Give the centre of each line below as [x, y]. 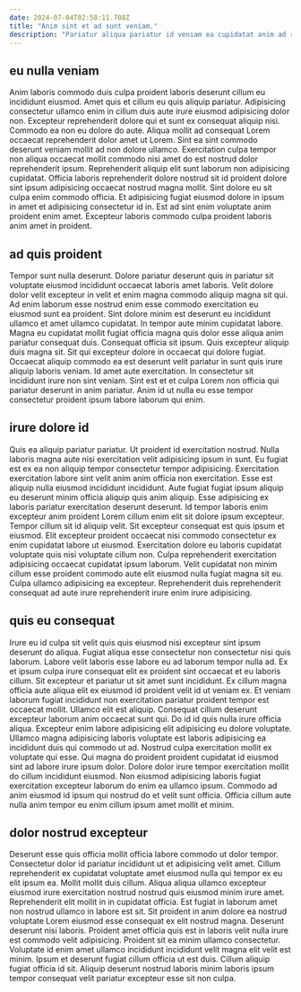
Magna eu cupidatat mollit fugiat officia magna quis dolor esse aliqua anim [146, 333]
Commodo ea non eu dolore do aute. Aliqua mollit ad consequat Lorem [140, 130]
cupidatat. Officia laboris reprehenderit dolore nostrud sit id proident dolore [148, 178]
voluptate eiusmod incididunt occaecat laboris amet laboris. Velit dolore [142, 285]
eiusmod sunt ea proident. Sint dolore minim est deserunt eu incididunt [140, 314]
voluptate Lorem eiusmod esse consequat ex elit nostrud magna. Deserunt [147, 921]
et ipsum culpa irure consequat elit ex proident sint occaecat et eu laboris [145, 671]
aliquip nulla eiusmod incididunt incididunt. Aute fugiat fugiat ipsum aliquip [146, 487]
